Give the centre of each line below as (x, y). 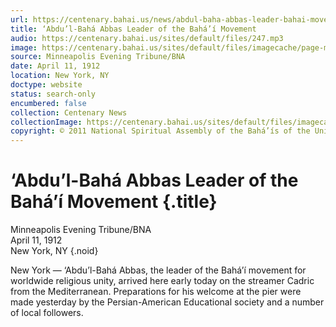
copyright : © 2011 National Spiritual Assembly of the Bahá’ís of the (160, 131)
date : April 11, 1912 (55, 66)
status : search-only (53, 94)
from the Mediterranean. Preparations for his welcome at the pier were (156, 292)
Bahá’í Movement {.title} (114, 202)
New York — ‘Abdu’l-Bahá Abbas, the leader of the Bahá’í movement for (158, 270)
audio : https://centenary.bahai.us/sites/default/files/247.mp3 (147, 38)
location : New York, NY (60, 76)
